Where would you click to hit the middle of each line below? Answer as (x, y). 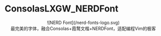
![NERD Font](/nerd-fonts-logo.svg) (83, 22)
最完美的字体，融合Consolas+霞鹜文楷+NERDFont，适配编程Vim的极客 (83, 28)
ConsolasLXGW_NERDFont (62, 9)
